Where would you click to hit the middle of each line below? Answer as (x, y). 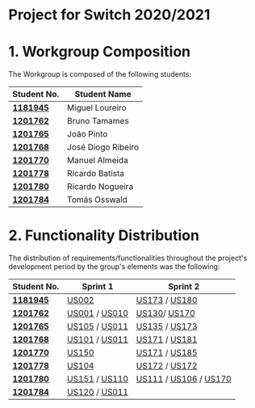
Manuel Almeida (98, 161)
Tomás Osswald (97, 200)
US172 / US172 (167, 366)
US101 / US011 (98, 339)
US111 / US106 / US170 (184, 379)
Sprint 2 (184, 287)
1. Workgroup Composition (100, 52)
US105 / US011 (98, 326)
